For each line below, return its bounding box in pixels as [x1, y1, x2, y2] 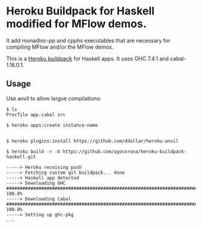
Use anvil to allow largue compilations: [6, 94, 102, 102]
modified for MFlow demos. [6, 17, 147, 31]
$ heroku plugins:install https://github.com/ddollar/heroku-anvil [6, 138, 179, 144]
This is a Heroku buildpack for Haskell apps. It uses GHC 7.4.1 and [6, 55, 170, 62]
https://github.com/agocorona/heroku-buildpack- [63, 149, 187, 155]
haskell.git [6, 153, 36, 160]
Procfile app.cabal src [6, 111, 66, 118]
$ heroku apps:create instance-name [6, 122, 98, 128]
